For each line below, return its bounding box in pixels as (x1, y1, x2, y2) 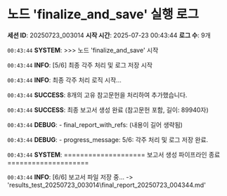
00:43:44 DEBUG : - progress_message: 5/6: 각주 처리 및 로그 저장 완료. (7, 135, 209, 144)
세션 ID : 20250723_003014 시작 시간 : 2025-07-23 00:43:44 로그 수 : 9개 (7, 31, 211, 39)
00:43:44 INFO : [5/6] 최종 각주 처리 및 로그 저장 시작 (7, 60, 153, 69)
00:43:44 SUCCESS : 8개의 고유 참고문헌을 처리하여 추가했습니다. (7, 91, 188, 99)
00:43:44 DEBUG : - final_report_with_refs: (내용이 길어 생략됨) (7, 120, 183, 129)
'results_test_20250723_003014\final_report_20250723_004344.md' (7, 181, 206, 189)
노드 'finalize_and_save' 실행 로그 (7, 6, 199, 22)
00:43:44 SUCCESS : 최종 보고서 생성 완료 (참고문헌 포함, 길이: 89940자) (7, 105, 209, 114)
